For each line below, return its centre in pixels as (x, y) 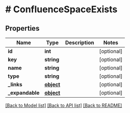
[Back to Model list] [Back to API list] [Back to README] (64, 105)
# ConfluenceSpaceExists (61, 9)
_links (15, 84)
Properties (22, 28)
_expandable (24, 93)
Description (80, 43)
